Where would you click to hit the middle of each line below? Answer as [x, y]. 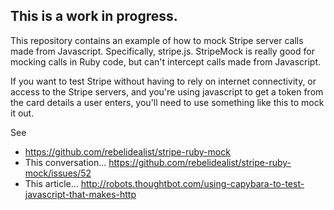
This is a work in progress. [94, 16]
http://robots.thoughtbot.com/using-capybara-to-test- [192, 183]
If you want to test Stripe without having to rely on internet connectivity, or [163, 81]
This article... [51, 183]
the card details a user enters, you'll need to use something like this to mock [167, 102]
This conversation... [65, 162]
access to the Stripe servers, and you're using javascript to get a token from [167, 91]
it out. [22, 113]
